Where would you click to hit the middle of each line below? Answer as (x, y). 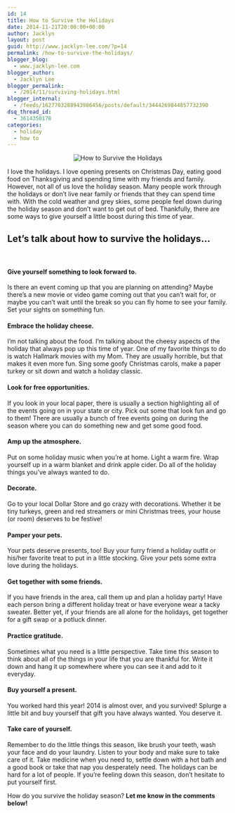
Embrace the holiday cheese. (51, 326)
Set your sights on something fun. (56, 309)
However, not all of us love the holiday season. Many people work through (114, 186)
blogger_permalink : (36, 86)
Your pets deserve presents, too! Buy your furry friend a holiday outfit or (112, 551)
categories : (25, 125)
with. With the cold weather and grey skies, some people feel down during (115, 202)
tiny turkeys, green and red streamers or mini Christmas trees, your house (114, 511)
